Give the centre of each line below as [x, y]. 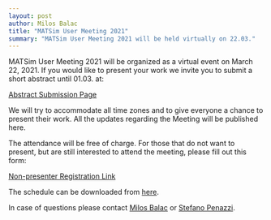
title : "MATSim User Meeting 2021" [69, 31]
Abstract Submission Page [53, 95]
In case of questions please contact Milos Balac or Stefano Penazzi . [122, 208]
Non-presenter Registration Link [62, 176]
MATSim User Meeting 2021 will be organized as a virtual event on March [131, 62]
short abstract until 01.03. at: [56, 79]
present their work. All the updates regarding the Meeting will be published [133, 119]
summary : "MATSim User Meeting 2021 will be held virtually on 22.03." [132, 39]
